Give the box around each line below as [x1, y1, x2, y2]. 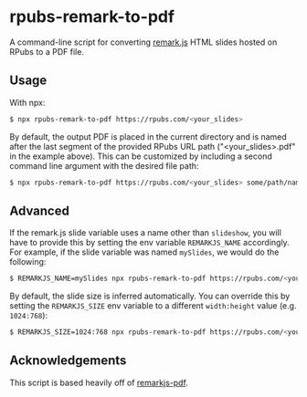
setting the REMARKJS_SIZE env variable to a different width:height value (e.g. [9, 300, 297, 311]
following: [9, 256, 47, 267]
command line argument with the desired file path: [9, 160, 199, 171]
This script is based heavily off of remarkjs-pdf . [9, 377, 189, 388]
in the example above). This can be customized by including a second [9, 151, 272, 162]
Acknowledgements [9, 353, 127, 369]
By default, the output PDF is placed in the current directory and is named [9, 131, 288, 142]
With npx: [9, 97, 46, 108]
